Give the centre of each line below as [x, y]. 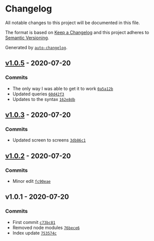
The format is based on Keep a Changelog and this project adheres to [77, 32]
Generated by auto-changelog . [36, 47]
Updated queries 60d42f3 [38, 94]
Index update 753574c [34, 233]
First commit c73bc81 [34, 222]
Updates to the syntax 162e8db [44, 99]
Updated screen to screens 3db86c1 [49, 140]
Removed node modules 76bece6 [46, 227]
